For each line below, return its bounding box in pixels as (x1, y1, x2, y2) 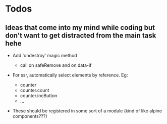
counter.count (20, 87, 49, 93)
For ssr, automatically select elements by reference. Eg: (12, 72, 128, 78)
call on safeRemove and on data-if (20, 62, 92, 68)
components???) (12, 113, 47, 119)
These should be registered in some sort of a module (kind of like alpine (12, 108, 162, 114)
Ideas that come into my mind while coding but (5, 23, 155, 32)
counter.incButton (20, 93, 58, 99)
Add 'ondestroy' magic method (12, 53, 77, 58)
